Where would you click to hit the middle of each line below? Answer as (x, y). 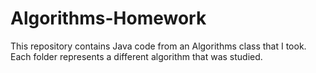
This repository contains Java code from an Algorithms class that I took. (158, 46)
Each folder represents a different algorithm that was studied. (136, 56)
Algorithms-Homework (108, 18)
